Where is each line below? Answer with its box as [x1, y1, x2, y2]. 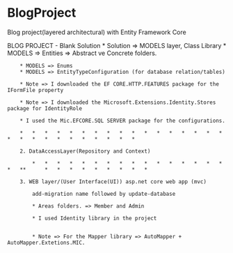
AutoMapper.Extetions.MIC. [7, 239, 86, 246]
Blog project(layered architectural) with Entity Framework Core [7, 28, 186, 36]
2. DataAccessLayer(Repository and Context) [19, 148, 151, 155]
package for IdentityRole [7, 105, 82, 112]
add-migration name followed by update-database [32, 190, 176, 197]
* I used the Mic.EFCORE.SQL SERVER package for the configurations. [19, 117, 226, 124]
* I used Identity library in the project [32, 215, 157, 222]
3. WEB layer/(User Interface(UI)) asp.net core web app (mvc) [19, 178, 207, 185]
